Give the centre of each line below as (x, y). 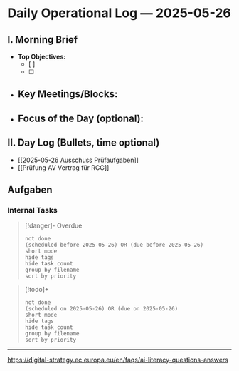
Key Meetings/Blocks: (68, 94)
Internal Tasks (33, 210)
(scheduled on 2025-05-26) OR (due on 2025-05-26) (101, 309)
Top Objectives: (42, 56)
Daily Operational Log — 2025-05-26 (119, 13)
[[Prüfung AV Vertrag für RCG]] (63, 167)
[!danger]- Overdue (53, 225)
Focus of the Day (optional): (81, 118)
